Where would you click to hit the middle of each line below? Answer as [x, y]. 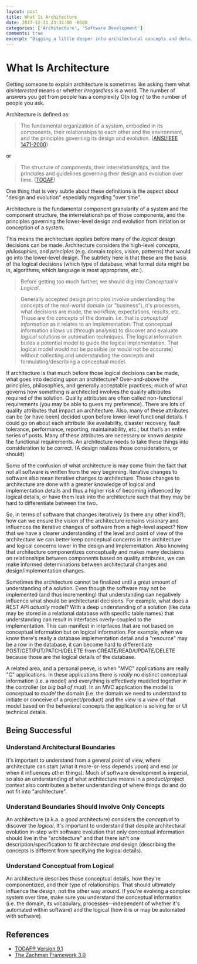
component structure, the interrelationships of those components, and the [96, 215]
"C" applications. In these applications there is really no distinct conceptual [97, 674]
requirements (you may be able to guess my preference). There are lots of [96, 404]
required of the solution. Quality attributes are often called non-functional [94, 398]
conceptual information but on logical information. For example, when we [94, 632]
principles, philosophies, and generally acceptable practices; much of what [97, 385]
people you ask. [26, 103]
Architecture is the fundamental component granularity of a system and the [97, 209]
